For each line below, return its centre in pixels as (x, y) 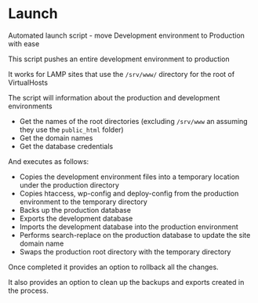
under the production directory (69, 184)
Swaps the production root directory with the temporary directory (125, 251)
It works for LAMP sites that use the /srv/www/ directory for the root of (122, 74)
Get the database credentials (66, 146)
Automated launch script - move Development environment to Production (127, 35)
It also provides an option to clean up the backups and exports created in (126, 282)
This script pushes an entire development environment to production (119, 59)
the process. (28, 290)
